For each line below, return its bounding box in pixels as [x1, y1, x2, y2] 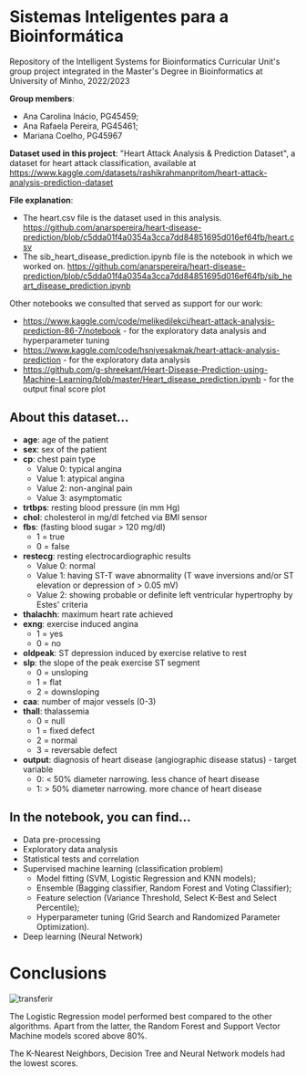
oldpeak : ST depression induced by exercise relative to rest [22, 647, 248, 658]
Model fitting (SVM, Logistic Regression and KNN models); [36, 872, 257, 883]
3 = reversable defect [36, 744, 117, 755]
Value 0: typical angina [36, 463, 123, 474]
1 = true [36, 531, 66, 542]
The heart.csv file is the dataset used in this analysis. [22, 212, 222, 223]
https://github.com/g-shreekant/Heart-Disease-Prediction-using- [22, 363, 269, 375]
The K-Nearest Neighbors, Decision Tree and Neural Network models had [9, 1048, 285, 1059]
